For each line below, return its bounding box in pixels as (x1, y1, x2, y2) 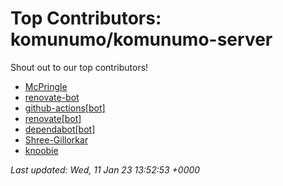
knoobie (24, 144, 59, 156)
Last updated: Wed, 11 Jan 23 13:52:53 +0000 (10, 163, 201, 176)
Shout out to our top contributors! (10, 61, 149, 73)
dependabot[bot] (24, 123, 96, 135)
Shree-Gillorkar (24, 133, 89, 146)
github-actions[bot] (24, 102, 106, 114)
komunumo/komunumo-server (10, 28, 273, 51)
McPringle (24, 80, 68, 92)
